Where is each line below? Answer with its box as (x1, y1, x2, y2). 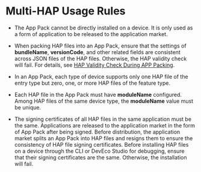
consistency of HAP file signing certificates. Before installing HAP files (14, 141, 189, 148)
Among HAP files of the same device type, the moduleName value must (14, 97, 194, 105)
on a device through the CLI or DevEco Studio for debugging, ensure (14, 147, 185, 155)
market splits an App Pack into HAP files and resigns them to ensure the (14, 134, 193, 142)
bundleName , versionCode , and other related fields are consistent (14, 48, 181, 55)
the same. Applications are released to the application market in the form (14, 121, 195, 129)
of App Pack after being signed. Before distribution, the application (14, 128, 181, 135)
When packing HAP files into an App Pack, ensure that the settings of (14, 42, 187, 49)
